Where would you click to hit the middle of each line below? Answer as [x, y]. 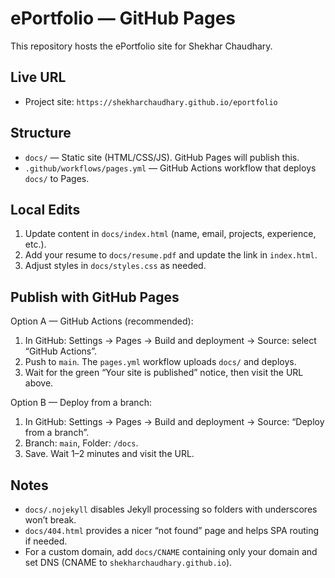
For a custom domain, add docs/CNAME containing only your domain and [171, 551]
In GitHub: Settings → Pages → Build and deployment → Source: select [170, 341]
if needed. [46, 541]
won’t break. [50, 520]
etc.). [35, 244]
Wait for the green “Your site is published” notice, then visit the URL [164, 373]
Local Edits [45, 209]
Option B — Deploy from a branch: [81, 403]
